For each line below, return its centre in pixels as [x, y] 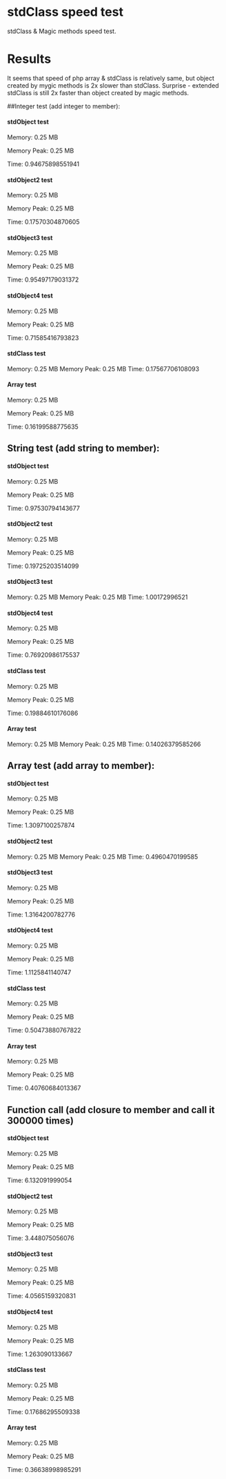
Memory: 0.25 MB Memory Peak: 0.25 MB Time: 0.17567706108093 [103, 369]
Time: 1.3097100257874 [41, 825]
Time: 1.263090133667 [40, 1354]
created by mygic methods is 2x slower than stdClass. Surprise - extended [113, 85]
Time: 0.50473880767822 [44, 1030]
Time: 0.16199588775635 [43, 427]
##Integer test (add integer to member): [64, 106]
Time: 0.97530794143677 [44, 508]
